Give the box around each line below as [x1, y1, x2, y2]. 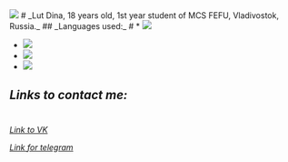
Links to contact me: [9, 87, 128, 103]
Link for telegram [9, 141, 74, 153]
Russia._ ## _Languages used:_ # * [9, 21, 141, 31]
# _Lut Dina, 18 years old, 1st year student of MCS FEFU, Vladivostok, [20, 10, 280, 21]
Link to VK [9, 124, 48, 135]
